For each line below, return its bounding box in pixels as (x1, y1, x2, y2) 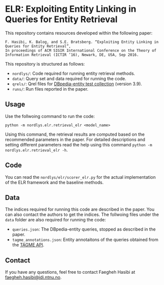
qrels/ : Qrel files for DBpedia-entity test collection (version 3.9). (12, 81, 142, 87)
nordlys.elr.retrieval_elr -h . (5, 147, 68, 153)
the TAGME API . (12, 242, 45, 248)
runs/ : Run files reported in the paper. (12, 86, 89, 92)
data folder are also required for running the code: (5, 217, 106, 223)
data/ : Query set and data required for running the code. (12, 75, 126, 81)
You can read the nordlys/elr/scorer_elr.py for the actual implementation (5, 174, 156, 180)
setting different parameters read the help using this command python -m (5, 142, 153, 147)
